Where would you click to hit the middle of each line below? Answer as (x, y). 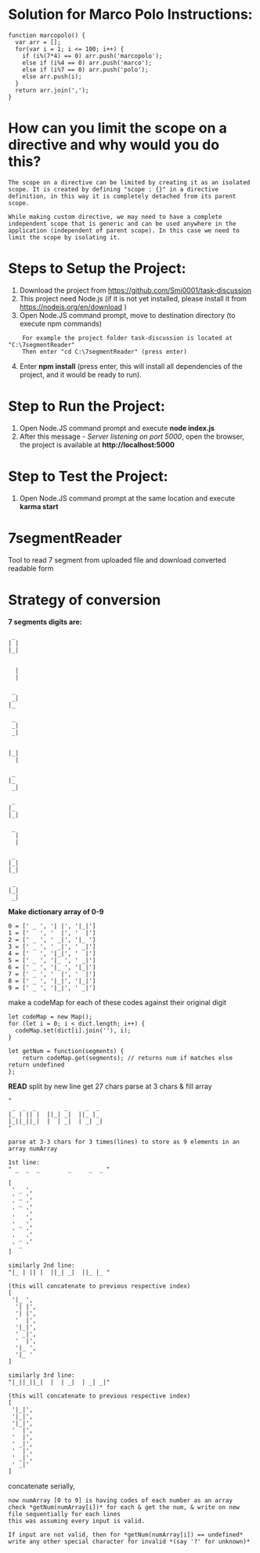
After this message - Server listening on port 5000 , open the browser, (132, 436)
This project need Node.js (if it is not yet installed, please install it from (133, 298)
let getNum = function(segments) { (66, 1051)
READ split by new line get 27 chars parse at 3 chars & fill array (110, 1086)
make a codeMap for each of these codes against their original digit (117, 1002)
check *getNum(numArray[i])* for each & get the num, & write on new (124, 1507)
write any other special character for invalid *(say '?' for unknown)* (129, 1541)
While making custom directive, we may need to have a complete (115, 217)
